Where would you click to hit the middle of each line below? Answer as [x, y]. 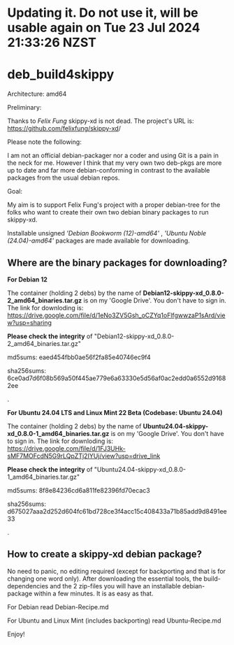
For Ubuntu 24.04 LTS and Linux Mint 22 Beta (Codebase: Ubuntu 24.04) [115, 412]
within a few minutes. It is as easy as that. [94, 593]
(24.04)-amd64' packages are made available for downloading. [98, 241]
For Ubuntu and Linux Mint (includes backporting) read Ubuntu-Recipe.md [114, 621]
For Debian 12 [27, 279]
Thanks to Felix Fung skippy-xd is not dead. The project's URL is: [101, 121]
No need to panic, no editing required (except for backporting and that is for [116, 571]
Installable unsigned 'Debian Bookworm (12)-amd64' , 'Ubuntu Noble [107, 233]
